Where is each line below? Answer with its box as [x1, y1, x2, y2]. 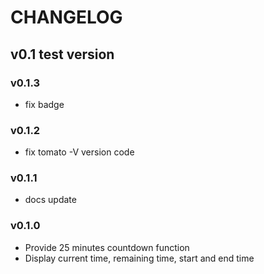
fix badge [24, 98, 65, 110]
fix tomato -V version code [24, 146, 135, 158]
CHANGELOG [10, 6, 123, 29]
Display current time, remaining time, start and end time [24, 252, 255, 264]
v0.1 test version [10, 46, 115, 63]
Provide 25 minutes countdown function [24, 241, 190, 253]
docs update [24, 194, 77, 206]
